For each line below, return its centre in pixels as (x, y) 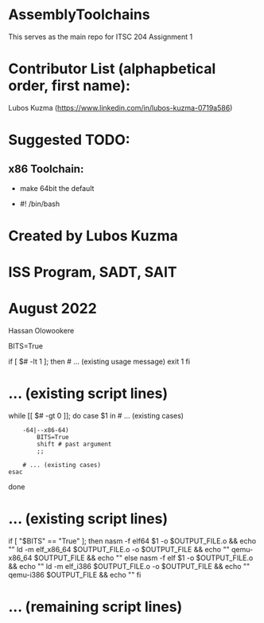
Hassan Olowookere (41, 331)
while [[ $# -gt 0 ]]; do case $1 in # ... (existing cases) (96, 416)
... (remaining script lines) (95, 607)
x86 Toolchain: (46, 169)
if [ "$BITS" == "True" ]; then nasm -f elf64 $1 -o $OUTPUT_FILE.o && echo (132, 541)
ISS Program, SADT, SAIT (93, 273)
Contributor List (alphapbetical (112, 69)
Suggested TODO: (69, 140)
